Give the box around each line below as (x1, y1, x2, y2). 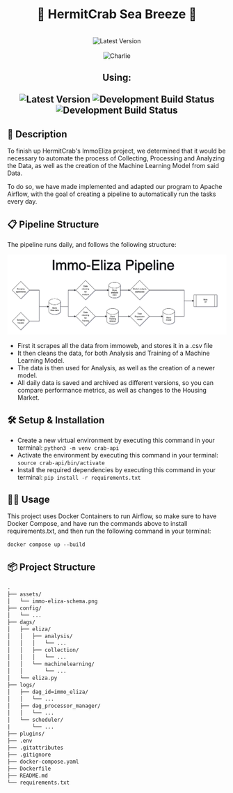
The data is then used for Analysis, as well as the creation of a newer (17, 363, 216, 372)
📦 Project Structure (7, 561, 96, 573)
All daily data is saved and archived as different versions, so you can (17, 378, 214, 386)
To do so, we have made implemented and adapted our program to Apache (7, 183, 223, 191)
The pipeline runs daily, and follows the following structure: (7, 240, 177, 248)
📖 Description (7, 128, 67, 140)
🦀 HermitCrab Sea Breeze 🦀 (37, 6, 197, 22)
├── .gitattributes (7, 744, 64, 751)
